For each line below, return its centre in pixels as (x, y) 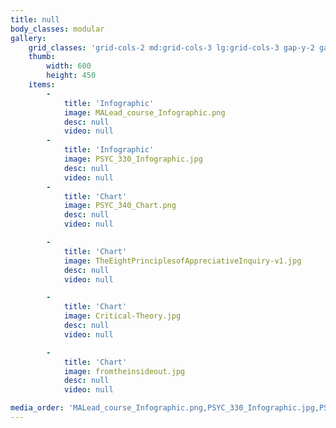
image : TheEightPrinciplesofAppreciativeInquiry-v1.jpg (182, 261)
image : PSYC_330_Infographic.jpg (133, 159)
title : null (35, 19)
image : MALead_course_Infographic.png (144, 112)
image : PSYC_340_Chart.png (120, 206)
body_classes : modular (57, 29)
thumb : (42, 57)
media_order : (37, 408)
